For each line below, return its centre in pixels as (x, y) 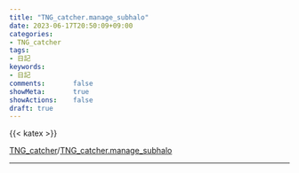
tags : (19, 51)
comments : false (51, 83)
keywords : (28, 67)
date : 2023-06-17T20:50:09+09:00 (71, 26)
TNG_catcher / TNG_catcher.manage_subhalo (91, 151)
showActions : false (51, 100)
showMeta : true (49, 91)
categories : (31, 34)
